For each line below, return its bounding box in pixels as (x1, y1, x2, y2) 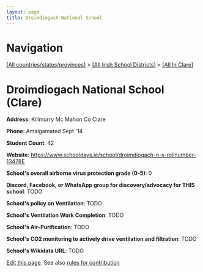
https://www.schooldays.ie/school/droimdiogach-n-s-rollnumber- (30, 151, 197, 159)
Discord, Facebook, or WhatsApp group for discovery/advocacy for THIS (6, 182, 195, 189)
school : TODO (6, 188, 43, 196)
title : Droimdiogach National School (6, 15, 103, 21)
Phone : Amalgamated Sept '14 (6, 128, 83, 135)
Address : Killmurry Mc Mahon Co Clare (6, 116, 106, 123)
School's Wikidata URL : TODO (6, 247, 84, 254)
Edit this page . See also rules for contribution (6, 259, 120, 266)
